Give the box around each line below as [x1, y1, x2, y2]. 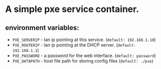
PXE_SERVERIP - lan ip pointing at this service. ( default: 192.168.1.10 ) [12, 36, 156, 42]
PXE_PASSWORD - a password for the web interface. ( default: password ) [12, 52, 156, 58]
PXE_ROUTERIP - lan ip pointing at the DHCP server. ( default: [12, 42, 136, 48]
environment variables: [5, 23, 79, 32]
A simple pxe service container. [5, 3, 139, 15]
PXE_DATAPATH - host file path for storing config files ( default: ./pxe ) [12, 58, 153, 63]
